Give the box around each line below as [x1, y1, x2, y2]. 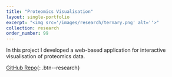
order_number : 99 [6, 31, 49, 36]
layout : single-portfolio [6, 14, 70, 20]
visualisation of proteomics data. [6, 53, 85, 60]
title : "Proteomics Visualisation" [6, 8, 94, 15]
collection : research [6, 25, 59, 31]
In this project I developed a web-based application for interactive [6, 46, 166, 53]
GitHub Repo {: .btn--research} [6, 64, 80, 71]
